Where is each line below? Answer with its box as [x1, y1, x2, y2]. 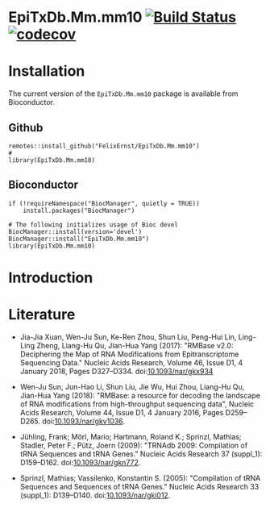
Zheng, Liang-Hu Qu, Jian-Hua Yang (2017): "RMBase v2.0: [35, 340, 234, 350]
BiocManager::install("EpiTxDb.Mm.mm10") [8, 235, 150, 243]
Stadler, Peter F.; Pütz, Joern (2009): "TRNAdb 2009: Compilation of [19, 440, 248, 450]
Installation [8, 62, 85, 81]
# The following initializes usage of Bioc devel [8, 220, 179, 229]
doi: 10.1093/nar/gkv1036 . [42, 416, 125, 426]
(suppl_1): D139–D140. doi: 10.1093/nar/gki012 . [19, 490, 171, 500]
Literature [8, 306, 76, 324]
